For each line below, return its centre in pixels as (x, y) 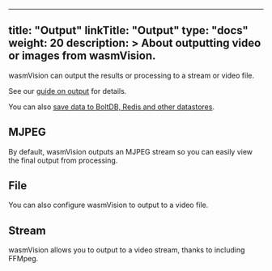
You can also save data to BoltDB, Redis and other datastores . (111, 107)
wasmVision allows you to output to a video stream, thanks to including (127, 250)
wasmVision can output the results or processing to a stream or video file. (132, 75)
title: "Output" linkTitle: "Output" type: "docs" (128, 30)
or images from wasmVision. (82, 56)
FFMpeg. (23, 259)
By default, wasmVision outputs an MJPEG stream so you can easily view (131, 151)
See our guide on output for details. (68, 91)
